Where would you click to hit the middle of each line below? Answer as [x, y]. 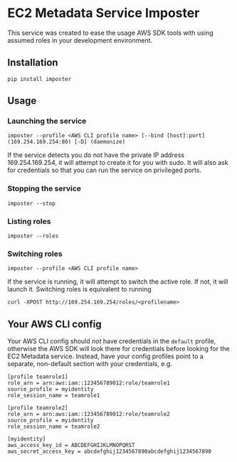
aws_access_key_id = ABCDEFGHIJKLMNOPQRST [71, 446]
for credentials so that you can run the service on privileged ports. [104, 170]
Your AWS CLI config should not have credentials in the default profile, [112, 341]
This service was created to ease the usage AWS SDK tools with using [110, 33]
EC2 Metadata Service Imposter [104, 13]
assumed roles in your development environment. [80, 40]
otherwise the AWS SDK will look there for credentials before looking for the [118, 349]
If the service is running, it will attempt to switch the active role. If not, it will [118, 281]
